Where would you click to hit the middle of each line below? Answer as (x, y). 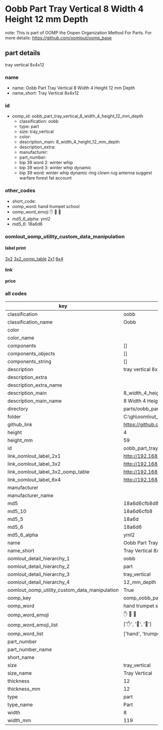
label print (16, 248)
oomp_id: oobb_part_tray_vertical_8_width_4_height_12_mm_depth (78, 116)
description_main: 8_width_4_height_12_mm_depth (69, 142)
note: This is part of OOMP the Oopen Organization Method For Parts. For (78, 32)
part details (23, 53)
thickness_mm (24, 689)
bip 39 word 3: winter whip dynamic (55, 168)
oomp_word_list (25, 634)
